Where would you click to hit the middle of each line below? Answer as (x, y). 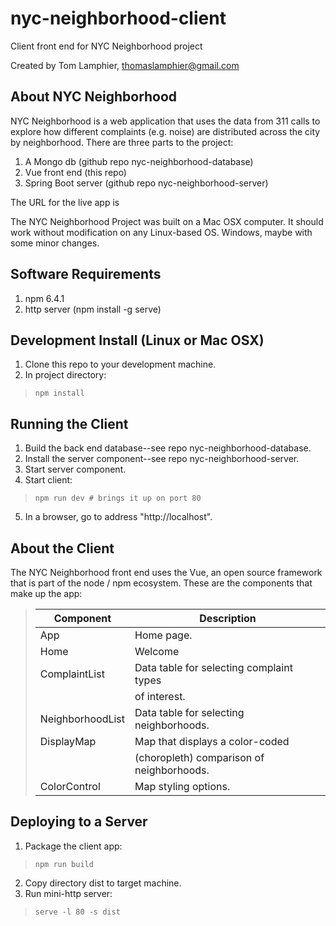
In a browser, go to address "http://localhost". (118, 517)
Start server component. (75, 469)
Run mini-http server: (68, 893)
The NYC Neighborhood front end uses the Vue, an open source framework (166, 572)
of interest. (160, 696)
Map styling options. (182, 786)
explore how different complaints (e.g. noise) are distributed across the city (165, 131)
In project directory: (65, 375)
